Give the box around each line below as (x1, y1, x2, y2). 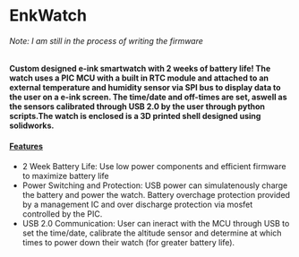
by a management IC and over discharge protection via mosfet (21, 199, 253, 210)
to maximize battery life (21, 170, 109, 181)
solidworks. (9, 120, 55, 131)
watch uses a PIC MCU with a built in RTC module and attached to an (9, 73, 269, 83)
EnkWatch (9, 5, 88, 26)
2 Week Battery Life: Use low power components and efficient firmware (21, 160, 286, 171)
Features (9, 141, 43, 151)
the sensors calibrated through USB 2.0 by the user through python (9, 101, 266, 112)
